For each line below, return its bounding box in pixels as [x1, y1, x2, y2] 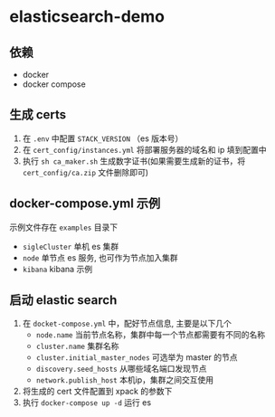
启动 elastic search [9, 292, 118, 308]
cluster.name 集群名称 [35, 341, 119, 352]
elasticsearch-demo [9, 6, 166, 27]
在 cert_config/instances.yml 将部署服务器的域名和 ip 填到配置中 [22, 144, 267, 155]
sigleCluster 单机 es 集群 [22, 241, 119, 251]
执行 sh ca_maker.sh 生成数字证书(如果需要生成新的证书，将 [22, 156, 246, 166]
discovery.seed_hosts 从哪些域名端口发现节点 [35, 364, 207, 374]
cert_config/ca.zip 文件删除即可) [22, 166, 149, 177]
